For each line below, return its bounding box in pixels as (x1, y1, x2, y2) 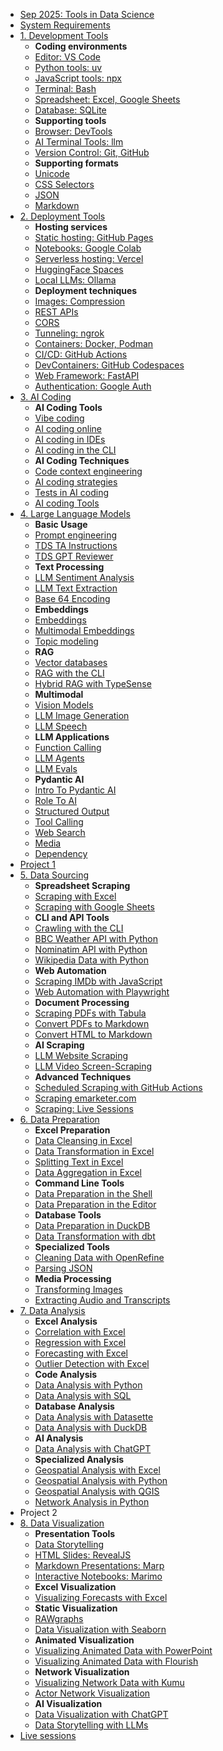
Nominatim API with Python (34, 944, 148, 955)
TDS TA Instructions (34, 540, 118, 551)
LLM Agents (34, 752, 85, 764)
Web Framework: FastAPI (34, 370, 140, 381)
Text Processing (34, 561, 105, 573)
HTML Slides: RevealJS (34, 1549, 132, 1561)
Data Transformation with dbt (34, 1230, 156, 1242)
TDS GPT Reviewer (34, 550, 114, 562)
